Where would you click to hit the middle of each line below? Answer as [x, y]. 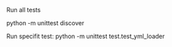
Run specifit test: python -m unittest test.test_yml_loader [86, 36]
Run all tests [24, 10]
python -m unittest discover [45, 23]
